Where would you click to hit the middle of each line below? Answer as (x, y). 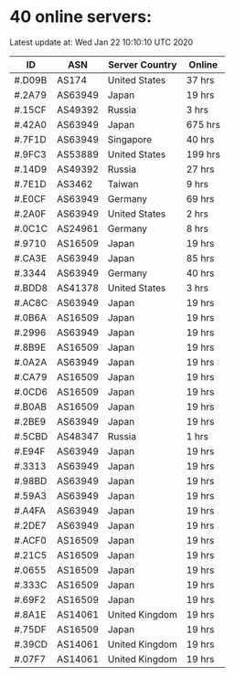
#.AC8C (31, 302)
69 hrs (200, 198)
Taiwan (123, 184)
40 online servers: (81, 17)
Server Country (143, 64)
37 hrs (200, 79)
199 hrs (203, 154)
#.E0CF (30, 198)
